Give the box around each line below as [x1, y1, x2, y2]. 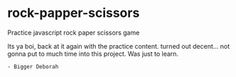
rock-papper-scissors [7, 5, 140, 21]
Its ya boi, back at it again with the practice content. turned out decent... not [7, 42, 230, 50]
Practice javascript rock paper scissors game [7, 28, 140, 37]
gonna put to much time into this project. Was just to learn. [7, 49, 179, 58]
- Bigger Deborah [7, 63, 59, 70]
